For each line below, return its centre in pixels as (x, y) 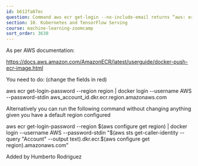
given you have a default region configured (58, 115)
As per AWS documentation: (40, 50)
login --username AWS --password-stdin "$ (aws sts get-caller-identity (92, 133)
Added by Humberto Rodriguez (44, 157)
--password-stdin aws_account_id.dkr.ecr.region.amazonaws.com (86, 97)
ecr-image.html (25, 68)
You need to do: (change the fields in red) (57, 80)
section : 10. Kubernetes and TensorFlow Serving (67, 22)
